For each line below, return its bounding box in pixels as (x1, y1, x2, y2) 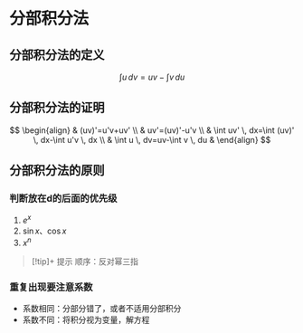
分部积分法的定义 (9, 47, 105, 62)
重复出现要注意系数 (9, 281, 93, 293)
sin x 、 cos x (22, 225, 67, 236)
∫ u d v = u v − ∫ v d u (118, 71, 185, 82)
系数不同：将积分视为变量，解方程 (22, 314, 150, 326)
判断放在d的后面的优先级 (9, 192, 118, 205)
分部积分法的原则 (9, 163, 105, 178)
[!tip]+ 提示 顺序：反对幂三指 (31, 255, 138, 267)
